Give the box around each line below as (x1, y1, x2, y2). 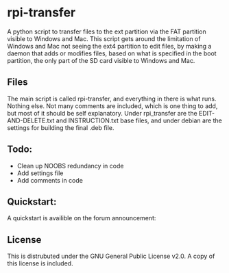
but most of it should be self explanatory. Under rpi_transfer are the (7, 109, 197, 117)
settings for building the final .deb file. (7, 123, 114, 131)
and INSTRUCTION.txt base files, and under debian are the (56, 116, 223, 125)
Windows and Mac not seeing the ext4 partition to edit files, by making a (7, 42, 212, 50)
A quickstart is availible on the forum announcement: (7, 214, 156, 222)
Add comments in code (16, 176, 84, 184)
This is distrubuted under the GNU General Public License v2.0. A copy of (7, 252, 215, 261)
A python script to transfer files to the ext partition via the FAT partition (7, 27, 207, 36)
